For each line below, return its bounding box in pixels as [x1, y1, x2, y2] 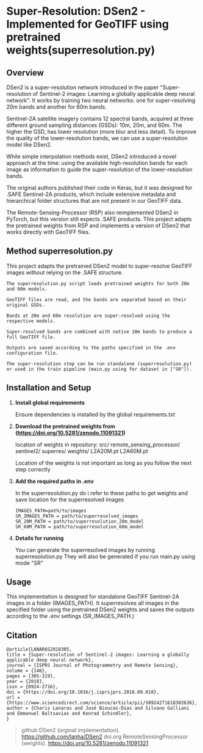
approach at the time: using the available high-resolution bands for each [6, 159, 188, 166]
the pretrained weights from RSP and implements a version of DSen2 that [6, 222, 190, 229]
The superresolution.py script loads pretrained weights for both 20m [6, 280, 190, 286]
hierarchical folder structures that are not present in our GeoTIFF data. [6, 197, 183, 204]
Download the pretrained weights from [15, 423, 116, 430]
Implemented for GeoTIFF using [6, 17, 169, 31]
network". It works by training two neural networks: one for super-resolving [6, 96, 196, 104]
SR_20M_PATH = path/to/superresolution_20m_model [15, 518, 144, 525]
